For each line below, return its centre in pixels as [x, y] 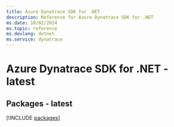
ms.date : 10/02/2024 [32, 23]
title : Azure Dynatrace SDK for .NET [53, 12]
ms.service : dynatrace [34, 39]
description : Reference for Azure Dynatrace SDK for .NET [80, 17]
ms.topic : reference [32, 28]
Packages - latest [39, 103]
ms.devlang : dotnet [30, 34]
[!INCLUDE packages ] [33, 118]
